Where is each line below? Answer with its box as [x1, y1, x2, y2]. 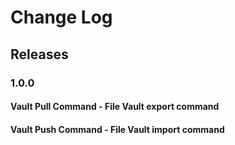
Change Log [10, 6, 113, 29]
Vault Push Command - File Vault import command [10, 123, 225, 135]
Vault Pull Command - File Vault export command [10, 101, 220, 113]
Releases [10, 46, 69, 63]
